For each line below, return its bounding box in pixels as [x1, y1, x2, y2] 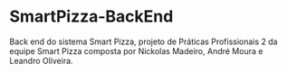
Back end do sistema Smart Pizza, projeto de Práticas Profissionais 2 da [9, 36, 278, 47]
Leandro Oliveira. [9, 55, 74, 66]
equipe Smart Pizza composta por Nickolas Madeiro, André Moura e [9, 45, 263, 56]
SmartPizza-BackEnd [9, 6, 174, 27]
